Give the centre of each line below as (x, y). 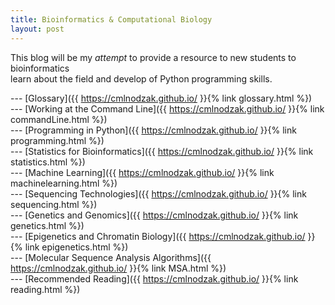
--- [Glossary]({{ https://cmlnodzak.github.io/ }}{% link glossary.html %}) (161, 98)
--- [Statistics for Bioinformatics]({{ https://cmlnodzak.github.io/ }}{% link (162, 151)
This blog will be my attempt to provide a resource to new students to (153, 57)
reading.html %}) (45, 289)
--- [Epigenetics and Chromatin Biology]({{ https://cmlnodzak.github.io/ (158, 236)
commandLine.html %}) (59, 119)
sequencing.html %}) (54, 204)
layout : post (37, 29)
